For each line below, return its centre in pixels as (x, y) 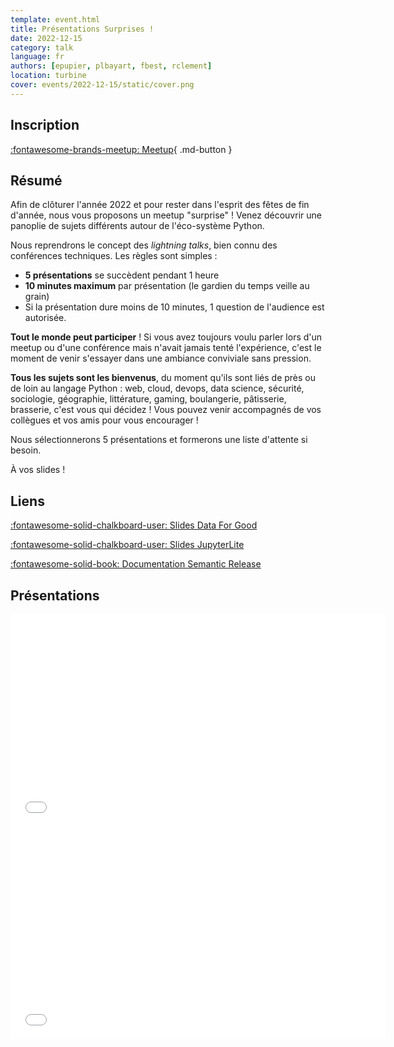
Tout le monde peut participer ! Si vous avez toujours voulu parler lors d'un (166, 337)
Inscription (45, 125)
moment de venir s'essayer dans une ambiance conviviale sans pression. (161, 358)
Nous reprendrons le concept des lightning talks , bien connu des (144, 245)
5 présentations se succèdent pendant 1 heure (122, 275)
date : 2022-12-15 (46, 38)
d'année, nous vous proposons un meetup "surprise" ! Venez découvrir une (166, 215)
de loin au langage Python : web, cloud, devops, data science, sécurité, (157, 388)
